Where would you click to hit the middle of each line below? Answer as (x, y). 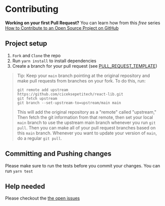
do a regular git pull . (40, 138)
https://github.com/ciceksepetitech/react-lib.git (70, 94)
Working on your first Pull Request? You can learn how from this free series (83, 23)
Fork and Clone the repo (36, 55)
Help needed (25, 186)
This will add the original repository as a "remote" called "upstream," (87, 112)
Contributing (32, 9)
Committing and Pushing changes (58, 154)
